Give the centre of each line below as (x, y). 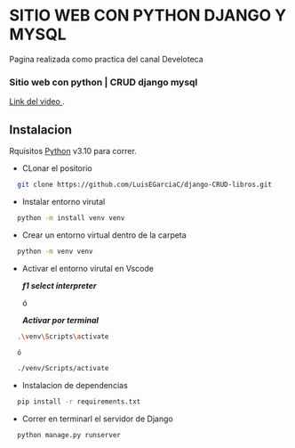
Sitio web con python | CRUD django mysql (104, 82)
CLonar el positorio (57, 168)
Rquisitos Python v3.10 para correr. (73, 151)
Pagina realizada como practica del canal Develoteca (107, 59)
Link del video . (37, 102)
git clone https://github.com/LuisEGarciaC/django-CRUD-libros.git (145, 185)
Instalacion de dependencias (75, 386)
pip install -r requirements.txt (79, 402)
